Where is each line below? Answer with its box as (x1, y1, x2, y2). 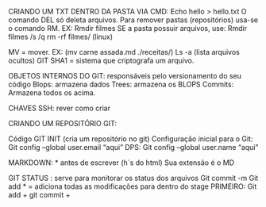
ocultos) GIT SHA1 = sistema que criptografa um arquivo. (8, 56, 195, 65)
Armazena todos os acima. (8, 88, 96, 98)
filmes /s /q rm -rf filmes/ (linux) (8, 32, 114, 41)
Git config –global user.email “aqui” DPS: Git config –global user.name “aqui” (8, 143, 259, 151)
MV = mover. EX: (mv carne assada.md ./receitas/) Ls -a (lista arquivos (8, 48, 240, 56)
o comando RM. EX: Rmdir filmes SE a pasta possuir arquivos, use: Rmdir (8, 24, 248, 33)
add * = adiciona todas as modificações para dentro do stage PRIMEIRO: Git (8, 182, 257, 191)
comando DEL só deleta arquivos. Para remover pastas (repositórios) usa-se (8, 15, 259, 25)
